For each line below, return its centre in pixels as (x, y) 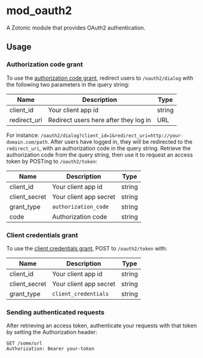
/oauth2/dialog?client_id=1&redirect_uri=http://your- (112, 136)
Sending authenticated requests (56, 312)
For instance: (23, 135)
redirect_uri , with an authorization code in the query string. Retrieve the (99, 148)
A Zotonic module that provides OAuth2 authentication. (76, 28)
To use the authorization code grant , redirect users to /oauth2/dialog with (100, 78)
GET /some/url (25, 344)
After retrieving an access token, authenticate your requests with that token (102, 325)
